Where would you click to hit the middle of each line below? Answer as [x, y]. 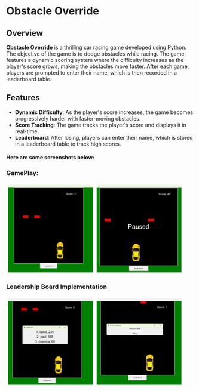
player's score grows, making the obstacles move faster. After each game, [98, 66]
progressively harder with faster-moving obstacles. [78, 118]
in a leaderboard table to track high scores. [68, 144]
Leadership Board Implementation [57, 287]
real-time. [27, 131]
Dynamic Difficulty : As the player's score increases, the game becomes [104, 112]
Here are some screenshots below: [50, 158]
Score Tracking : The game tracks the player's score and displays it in [101, 125]
